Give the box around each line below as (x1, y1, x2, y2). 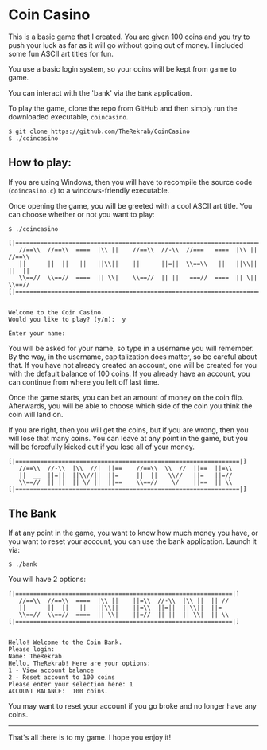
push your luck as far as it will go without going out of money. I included (8, 40, 244, 49)
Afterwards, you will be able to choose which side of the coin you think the (8, 400, 253, 411)
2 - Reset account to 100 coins (8, 673, 115, 682)
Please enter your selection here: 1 (8, 680, 133, 688)
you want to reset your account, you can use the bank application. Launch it (8, 536, 257, 546)
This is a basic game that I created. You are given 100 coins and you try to (8, 32, 250, 41)
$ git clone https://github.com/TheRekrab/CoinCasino (8, 127, 191, 135)
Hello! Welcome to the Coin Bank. (8, 639, 123, 646)
